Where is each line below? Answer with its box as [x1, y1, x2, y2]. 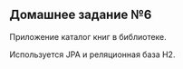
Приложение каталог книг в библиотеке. [9, 31, 168, 42]
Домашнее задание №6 [9, 7, 152, 23]
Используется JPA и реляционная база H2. [9, 49, 176, 60]
